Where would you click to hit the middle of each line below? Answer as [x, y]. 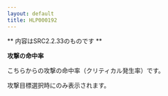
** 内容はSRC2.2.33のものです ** [55, 41]
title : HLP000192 [32, 20]
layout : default [31, 14]
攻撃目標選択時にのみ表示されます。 [59, 85]
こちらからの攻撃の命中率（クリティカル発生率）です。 [86, 70]
